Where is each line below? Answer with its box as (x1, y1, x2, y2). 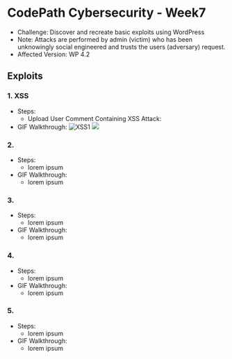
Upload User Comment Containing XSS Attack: (27, 114, 162, 122)
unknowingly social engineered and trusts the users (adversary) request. (17, 42, 226, 51)
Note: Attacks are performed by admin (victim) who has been (17, 35, 193, 43)
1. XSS (7, 91, 29, 101)
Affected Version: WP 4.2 (17, 50, 90, 58)
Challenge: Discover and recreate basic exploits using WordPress (17, 28, 205, 36)
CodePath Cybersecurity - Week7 (7, 5, 206, 21)
